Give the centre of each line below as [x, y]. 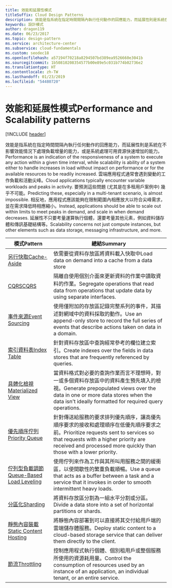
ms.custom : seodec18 [27, 53]
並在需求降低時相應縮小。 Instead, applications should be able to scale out [83, 206]
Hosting [17, 537]
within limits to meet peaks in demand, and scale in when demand [75, 211]
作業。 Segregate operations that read [109, 284]
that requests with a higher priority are [100, 439]
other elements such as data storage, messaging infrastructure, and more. [84, 230]
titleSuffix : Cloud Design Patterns [44, 15]
